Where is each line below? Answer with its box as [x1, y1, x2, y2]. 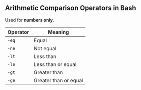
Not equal [33, 45, 56, 52]
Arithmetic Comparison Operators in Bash [5, 4, 137, 12]
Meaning [48, 29, 69, 35]
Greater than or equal [33, 77, 84, 84]
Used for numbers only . [5, 17, 54, 23]
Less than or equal [33, 61, 77, 68]
